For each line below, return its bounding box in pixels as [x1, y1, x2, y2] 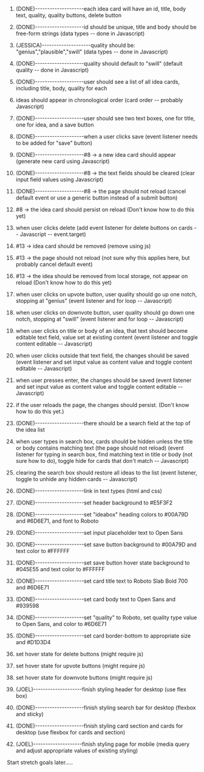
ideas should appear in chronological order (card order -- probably [15, 97, 183, 103]
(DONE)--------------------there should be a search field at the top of [15, 420, 191, 426]
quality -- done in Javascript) [15, 66, 89, 74]
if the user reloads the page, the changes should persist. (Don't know [15, 402, 189, 408]
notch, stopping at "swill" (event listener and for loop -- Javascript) [15, 316, 184, 322]
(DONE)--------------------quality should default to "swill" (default [15, 60, 183, 67]
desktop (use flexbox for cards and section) [15, 729, 126, 735]
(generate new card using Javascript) [15, 158, 110, 165]
